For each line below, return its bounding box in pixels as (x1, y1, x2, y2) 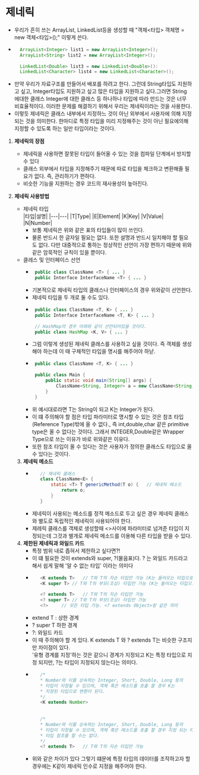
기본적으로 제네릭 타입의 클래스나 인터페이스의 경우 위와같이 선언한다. (31, 286, 192, 293)
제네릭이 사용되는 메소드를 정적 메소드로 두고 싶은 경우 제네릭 (31, 510, 173, 517)
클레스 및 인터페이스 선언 (23, 257, 81, 264)
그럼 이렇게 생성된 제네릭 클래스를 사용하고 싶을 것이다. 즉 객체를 (31, 340, 181, 348)
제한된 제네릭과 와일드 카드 (23, 539, 85, 546)
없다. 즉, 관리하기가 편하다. (34, 173, 96, 180)
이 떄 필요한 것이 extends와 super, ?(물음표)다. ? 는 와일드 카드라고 (31, 554, 188, 561)
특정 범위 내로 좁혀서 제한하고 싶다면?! (31, 547, 121, 554)
